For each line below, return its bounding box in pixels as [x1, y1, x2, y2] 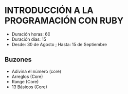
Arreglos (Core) [11, 73, 43, 79]
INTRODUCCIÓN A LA [4, 5, 93, 16]
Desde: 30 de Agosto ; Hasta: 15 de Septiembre [11, 41, 107, 47]
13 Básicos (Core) [11, 84, 47, 90]
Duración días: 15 [11, 36, 47, 42]
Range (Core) [11, 78, 39, 84]
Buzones [4, 56, 32, 64]
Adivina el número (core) [11, 68, 62, 74]
